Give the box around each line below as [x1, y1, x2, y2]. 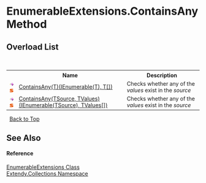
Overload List [6, 42, 59, 52]
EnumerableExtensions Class [6, 163, 80, 171]
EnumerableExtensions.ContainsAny [6, 4, 199, 18]
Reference [6, 150, 34, 157]
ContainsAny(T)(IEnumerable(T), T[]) [18, 83, 113, 91]
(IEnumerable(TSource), [18, 102, 80, 108]
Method [6, 17, 47, 31]
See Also [6, 133, 41, 143]
